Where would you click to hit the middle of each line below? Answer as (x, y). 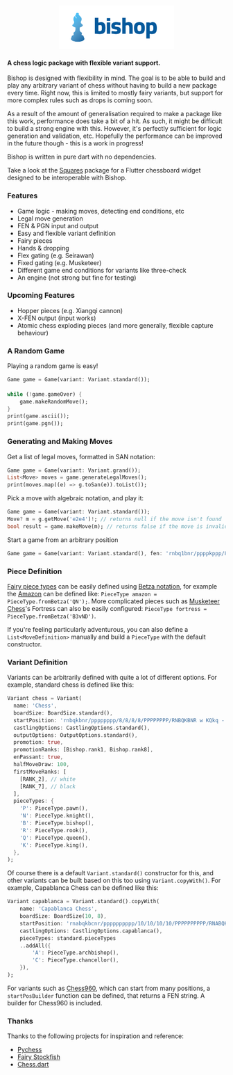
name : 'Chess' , (35, 706)
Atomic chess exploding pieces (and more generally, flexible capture (115, 325)
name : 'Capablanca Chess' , (59, 909)
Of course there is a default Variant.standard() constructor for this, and (110, 873)
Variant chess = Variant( (44, 699)
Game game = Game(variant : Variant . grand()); (74, 470)
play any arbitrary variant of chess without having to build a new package (112, 86)
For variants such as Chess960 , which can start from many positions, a (109, 988)
